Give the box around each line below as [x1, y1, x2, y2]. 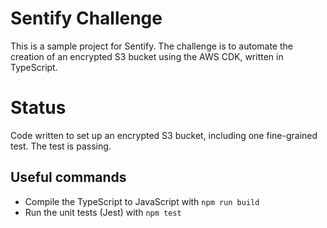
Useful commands [10, 169, 127, 186]
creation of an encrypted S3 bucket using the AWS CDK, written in [10, 50, 284, 62]
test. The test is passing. [10, 140, 112, 152]
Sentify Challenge [10, 7, 163, 30]
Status [10, 97, 67, 119]
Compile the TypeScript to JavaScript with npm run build [24, 195, 260, 207]
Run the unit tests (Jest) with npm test [24, 206, 182, 218]
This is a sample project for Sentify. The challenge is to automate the [10, 40, 293, 52]
